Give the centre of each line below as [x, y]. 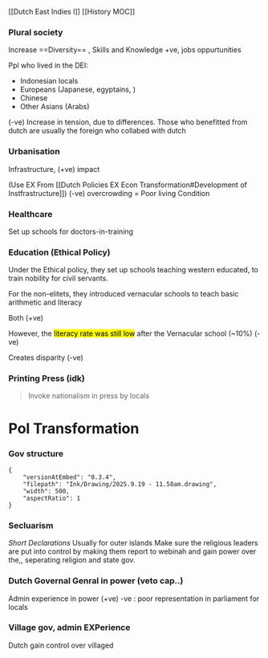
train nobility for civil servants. [58, 278]
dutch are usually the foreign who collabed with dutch [97, 131]
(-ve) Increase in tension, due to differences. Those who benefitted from [128, 122]
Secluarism [31, 525]
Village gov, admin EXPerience [69, 627]
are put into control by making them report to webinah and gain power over [132, 552]
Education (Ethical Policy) [59, 252]
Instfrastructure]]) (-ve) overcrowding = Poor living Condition [109, 193]
